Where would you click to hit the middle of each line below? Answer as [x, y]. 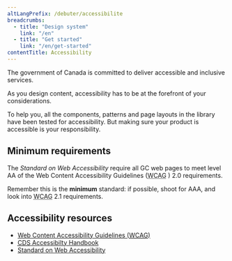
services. [20, 80]
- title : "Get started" [48, 40]
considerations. [30, 100]
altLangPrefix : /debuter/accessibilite [65, 14]
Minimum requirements [59, 151]
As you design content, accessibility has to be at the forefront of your [107, 93]
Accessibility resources [60, 218]
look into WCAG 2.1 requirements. [55, 196]
